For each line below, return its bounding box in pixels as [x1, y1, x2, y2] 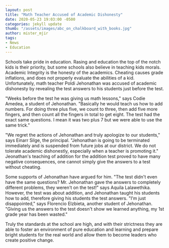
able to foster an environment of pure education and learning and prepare [5, 226, 158, 232]
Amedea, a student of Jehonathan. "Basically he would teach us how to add [5, 100, 163, 106]
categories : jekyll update [5, 21, 62, 27]
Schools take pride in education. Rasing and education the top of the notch [5, 58, 161, 65]
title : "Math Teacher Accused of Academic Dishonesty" [5, 12, 123, 17]
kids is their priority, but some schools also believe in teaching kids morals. [5, 64, 161, 70]
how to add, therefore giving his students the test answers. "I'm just [5, 195, 146, 201]
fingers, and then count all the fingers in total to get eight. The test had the [5, 111, 160, 117]
